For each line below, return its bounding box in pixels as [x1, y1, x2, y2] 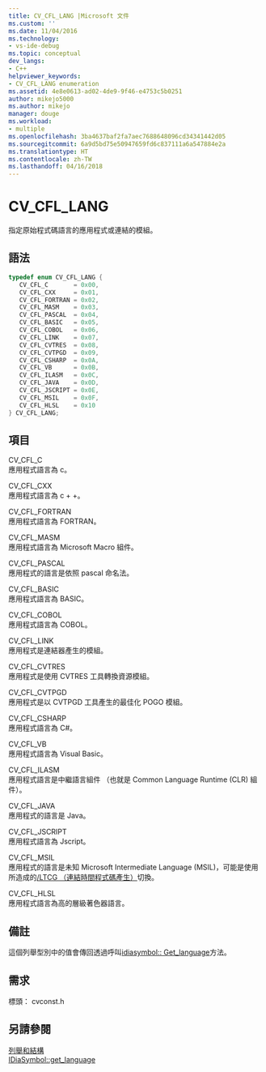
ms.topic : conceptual [8, 49, 82, 58]
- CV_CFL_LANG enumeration [8, 79, 99, 88]
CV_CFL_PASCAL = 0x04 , [19, 311, 99, 319]
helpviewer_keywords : [8, 72, 82, 80]
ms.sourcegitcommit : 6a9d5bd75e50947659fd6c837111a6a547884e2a [8, 139, 226, 148]
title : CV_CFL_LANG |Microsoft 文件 [8, 11, 129, 20]
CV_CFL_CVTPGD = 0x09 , [19, 348, 99, 357]
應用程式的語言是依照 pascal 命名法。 [8, 568, 134, 578]
